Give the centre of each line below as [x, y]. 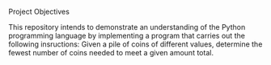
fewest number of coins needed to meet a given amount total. [111, 53]
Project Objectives [39, 12]
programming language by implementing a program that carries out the [127, 36]
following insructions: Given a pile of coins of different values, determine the [135, 44]
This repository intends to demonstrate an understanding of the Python [127, 27]
